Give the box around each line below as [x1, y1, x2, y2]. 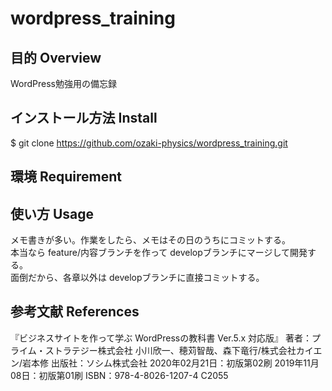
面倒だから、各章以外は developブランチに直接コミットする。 [10, 272, 265, 284]
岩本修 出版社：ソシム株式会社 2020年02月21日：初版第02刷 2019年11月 [22, 357, 320, 369]
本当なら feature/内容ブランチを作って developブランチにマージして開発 [10, 247, 308, 259]
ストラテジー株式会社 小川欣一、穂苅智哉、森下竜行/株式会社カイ [44, 344, 314, 356]
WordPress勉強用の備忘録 [10, 78, 118, 89]
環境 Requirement [10, 168, 123, 186]
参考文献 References [10, 303, 140, 321]
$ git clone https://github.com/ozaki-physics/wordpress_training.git [10, 137, 288, 149]
